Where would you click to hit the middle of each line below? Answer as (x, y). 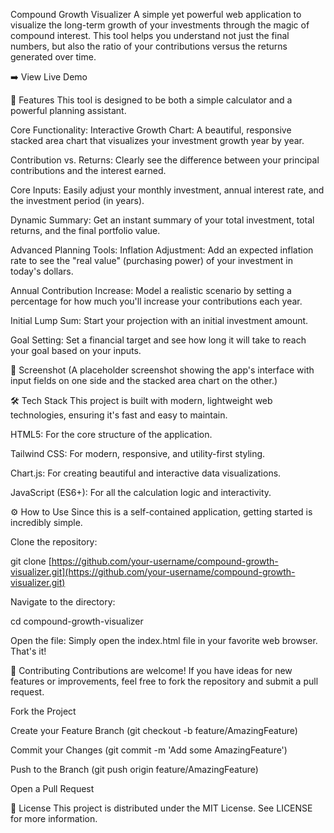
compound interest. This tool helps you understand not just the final (150, 35)
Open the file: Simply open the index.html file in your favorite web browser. (164, 640)
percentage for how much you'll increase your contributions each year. (156, 301)
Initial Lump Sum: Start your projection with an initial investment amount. (159, 320)
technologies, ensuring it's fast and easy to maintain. (119, 415)
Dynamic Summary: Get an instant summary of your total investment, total (162, 220)
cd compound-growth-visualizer (77, 621)
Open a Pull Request (52, 788)
